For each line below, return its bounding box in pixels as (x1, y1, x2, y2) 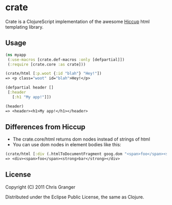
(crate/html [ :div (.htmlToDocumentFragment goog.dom (5, 151, 123, 157)
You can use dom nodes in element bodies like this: (12, 142, 121, 148)
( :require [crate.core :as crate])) (7, 62, 86, 67)
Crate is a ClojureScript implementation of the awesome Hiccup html (5, 18, 150, 25)
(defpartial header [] (5, 85, 54, 90)
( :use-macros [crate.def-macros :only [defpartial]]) (7, 57, 125, 62)
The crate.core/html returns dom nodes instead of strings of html (12, 136, 150, 142)
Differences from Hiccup (5, 122, 85, 131)
